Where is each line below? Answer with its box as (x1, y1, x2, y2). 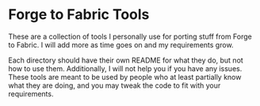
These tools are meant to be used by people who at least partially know (8, 72, 242, 81)
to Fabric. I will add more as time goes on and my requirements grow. (8, 40, 234, 49)
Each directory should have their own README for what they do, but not (8, 55, 243, 65)
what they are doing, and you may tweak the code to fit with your (8, 81, 221, 90)
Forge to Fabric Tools (8, 6, 150, 24)
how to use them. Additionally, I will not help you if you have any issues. (8, 63, 243, 73)
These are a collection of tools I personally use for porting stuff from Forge (8, 32, 252, 41)
